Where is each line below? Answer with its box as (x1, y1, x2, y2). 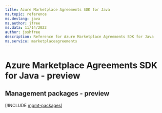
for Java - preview (5, 70, 81, 81)
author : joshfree (5, 30, 40, 35)
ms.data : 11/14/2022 (5, 25, 47, 30)
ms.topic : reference (5, 12, 47, 17)
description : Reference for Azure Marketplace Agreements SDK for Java (5, 35, 154, 39)
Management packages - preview (5, 90, 110, 98)
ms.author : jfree (5, 20, 40, 26)
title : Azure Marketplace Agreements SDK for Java (5, 7, 110, 12)
